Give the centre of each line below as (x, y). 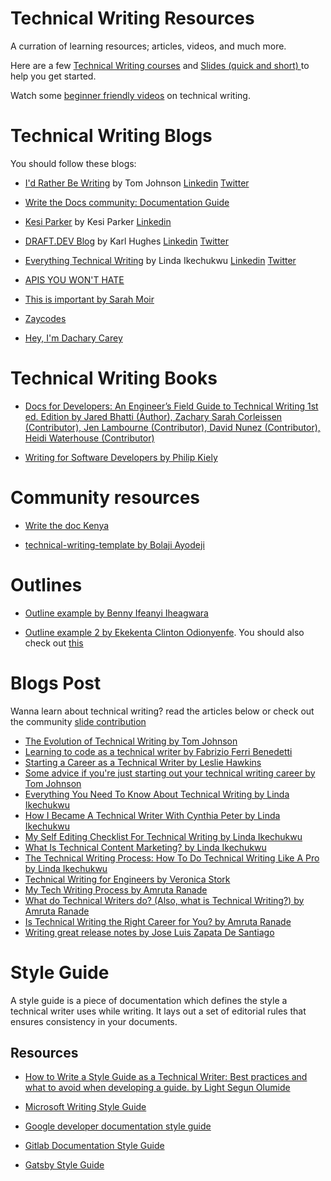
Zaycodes (45, 318)
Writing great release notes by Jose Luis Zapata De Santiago (149, 932)
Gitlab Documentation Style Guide (94, 1146)
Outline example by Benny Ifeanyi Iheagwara (116, 613)
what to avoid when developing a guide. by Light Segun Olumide (157, 1088)
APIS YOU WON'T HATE (74, 279)
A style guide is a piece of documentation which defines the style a (149, 1000)
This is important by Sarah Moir (89, 299)
